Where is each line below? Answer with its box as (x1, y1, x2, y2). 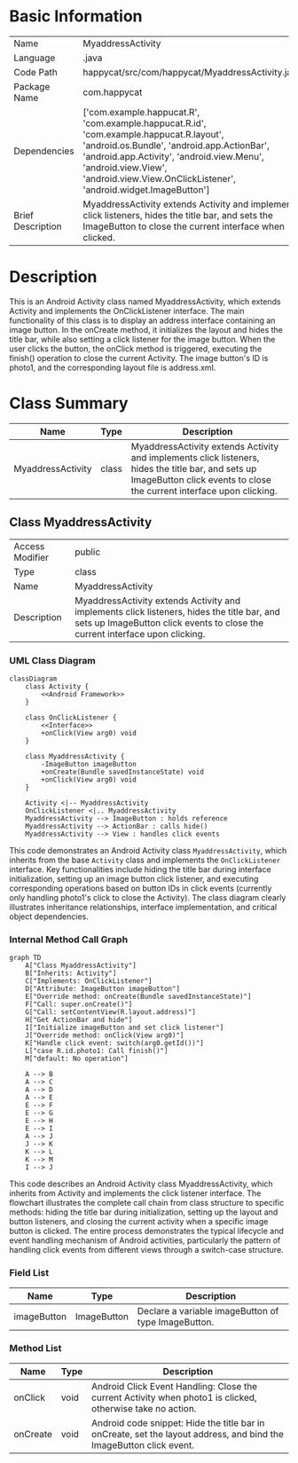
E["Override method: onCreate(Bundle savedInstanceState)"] (25, 992, 252, 1002)
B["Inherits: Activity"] (25, 969, 117, 978)
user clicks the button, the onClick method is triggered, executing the (9, 343, 263, 354)
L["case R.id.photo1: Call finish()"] (25, 1047, 169, 1056)
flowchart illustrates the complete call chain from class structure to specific (9, 1198, 285, 1208)
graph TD (9, 954, 42, 963)
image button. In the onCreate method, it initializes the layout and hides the (9, 324, 284, 334)
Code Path (13, 66, 58, 78)
